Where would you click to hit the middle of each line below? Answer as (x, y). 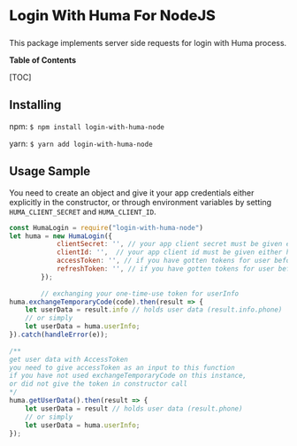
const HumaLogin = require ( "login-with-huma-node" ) (106, 227)
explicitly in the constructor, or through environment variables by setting (141, 202)
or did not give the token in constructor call (99, 384)
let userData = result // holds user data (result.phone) (134, 408)
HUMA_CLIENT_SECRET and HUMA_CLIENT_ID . (83, 211)
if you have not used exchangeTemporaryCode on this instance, (128, 376)
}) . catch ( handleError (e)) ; (59, 334)
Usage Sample (50, 171)
